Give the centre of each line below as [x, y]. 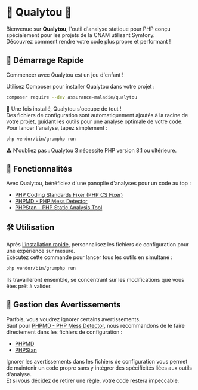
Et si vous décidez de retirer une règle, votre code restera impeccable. [93, 380]
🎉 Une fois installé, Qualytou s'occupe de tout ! [64, 109]
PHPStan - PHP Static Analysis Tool [58, 208]
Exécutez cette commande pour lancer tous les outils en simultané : [89, 257]
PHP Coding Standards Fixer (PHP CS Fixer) [69, 195]
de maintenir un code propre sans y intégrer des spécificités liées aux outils [99, 368]
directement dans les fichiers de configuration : [64, 332]
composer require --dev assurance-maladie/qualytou [72, 97]
